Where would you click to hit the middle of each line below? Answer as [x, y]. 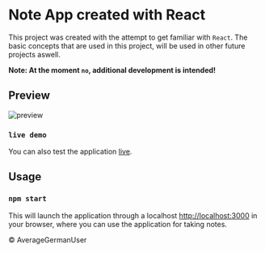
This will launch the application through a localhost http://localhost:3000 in [133, 215]
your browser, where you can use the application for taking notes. [118, 224]
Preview [29, 96]
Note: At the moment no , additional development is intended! [112, 70]
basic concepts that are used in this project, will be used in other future [127, 45]
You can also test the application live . [70, 152]
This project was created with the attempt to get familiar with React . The [128, 37]
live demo [27, 135]
